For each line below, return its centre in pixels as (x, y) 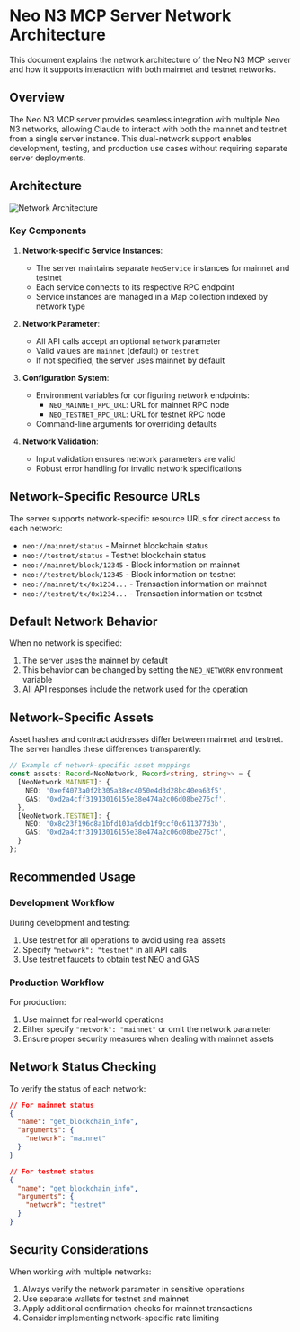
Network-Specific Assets (82, 717)
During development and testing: (70, 922)
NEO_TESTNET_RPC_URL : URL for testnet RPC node (137, 414)
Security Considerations (79, 1250)
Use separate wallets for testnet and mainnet (105, 1299)
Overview (37, 98)
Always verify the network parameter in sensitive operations (133, 1289)
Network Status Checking (83, 1067)
